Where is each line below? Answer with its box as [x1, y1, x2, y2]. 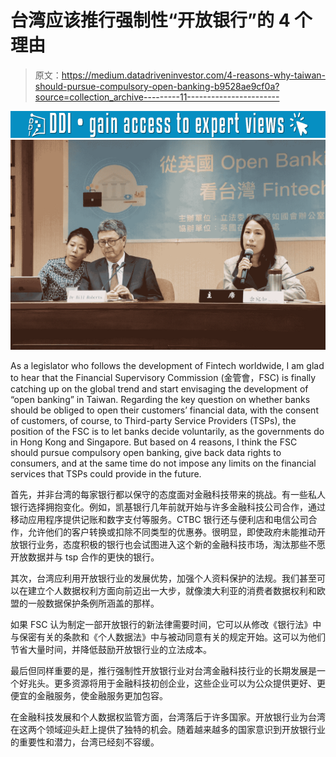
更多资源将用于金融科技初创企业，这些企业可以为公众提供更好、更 [53, 677, 326, 689]
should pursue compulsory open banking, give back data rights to [10, 446, 282, 458]
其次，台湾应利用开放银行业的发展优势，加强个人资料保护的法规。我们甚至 [10, 572, 317, 584]
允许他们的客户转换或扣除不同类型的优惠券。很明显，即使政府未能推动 [27, 526, 317, 538]
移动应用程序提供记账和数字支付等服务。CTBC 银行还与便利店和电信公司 [10, 513, 309, 525]
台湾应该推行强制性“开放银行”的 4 [10, 9, 291, 32]
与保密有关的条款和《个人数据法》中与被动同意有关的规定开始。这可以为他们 [10, 631, 326, 643]
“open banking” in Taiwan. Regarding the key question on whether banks [10, 393, 311, 405]
